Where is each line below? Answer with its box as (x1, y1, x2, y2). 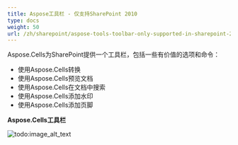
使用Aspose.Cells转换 (17, 65, 81, 74)
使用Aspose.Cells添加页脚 (17, 100, 93, 110)
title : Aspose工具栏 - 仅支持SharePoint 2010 (7, 10, 138, 18)
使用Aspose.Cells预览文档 (17, 74, 93, 83)
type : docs (7, 17, 40, 24)
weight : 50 (7, 23, 40, 30)
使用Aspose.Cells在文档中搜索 (17, 83, 106, 92)
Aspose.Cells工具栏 (7, 116, 66, 124)
